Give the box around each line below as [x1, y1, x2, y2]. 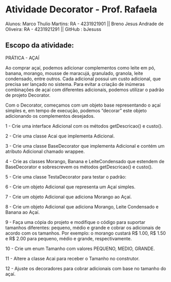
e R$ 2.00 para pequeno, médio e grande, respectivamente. [5, 235, 132, 241]
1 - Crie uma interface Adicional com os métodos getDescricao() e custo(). [5, 122, 163, 129]
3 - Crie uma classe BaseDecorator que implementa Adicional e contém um [5, 143, 165, 149]
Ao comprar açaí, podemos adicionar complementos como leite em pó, [5, 64, 156, 70]
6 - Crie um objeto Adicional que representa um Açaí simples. [5, 184, 136, 190]
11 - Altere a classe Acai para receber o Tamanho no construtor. [5, 255, 140, 261]
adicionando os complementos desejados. [5, 113, 95, 119]
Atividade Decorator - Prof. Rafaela [5, 4, 158, 15]
